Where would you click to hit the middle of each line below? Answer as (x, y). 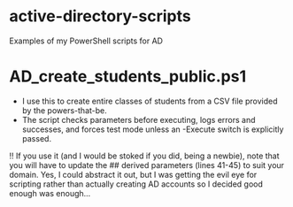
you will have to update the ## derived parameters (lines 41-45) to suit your (147, 165)
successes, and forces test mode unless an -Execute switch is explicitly (153, 129)
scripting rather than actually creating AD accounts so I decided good (136, 184)
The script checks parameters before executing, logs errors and (139, 119)
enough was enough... (50, 193)
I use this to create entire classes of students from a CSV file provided (150, 101)
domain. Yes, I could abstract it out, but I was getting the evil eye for (133, 174)
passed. (36, 138)
